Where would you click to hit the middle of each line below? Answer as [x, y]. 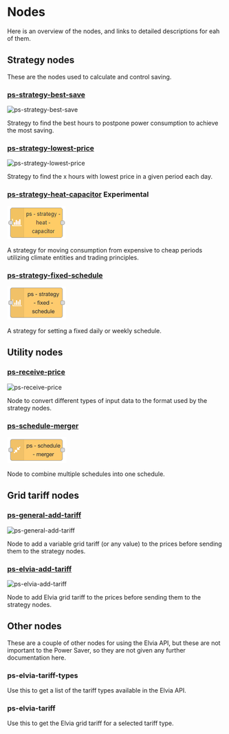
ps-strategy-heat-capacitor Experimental [78, 195]
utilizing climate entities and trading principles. [73, 257]
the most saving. [31, 130]
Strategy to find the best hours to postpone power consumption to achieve [113, 123]
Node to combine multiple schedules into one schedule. [86, 474]
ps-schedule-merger [43, 426]
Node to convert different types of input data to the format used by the [107, 400]
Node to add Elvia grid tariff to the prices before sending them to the [104, 597]
